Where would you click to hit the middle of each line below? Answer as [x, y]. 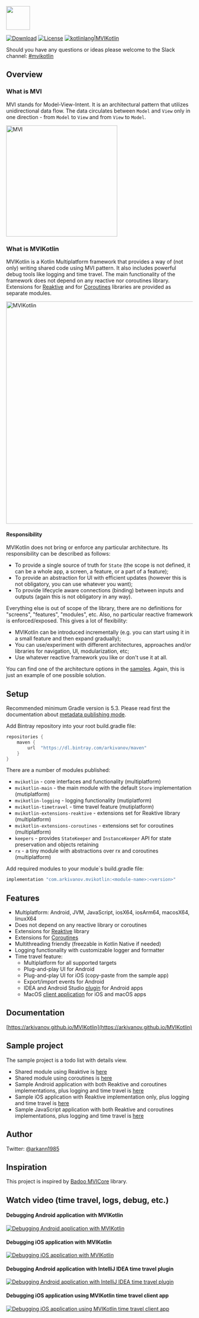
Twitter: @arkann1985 [33, 1148]
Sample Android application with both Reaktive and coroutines [91, 1084]
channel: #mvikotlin [30, 56]
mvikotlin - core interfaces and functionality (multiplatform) [88, 781]
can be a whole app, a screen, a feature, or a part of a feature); [92, 572]
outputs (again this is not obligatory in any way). [73, 597]
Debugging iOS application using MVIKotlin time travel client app [87, 1295]
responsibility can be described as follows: [58, 554]
